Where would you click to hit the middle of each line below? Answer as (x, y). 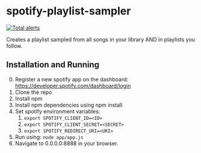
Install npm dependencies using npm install (69, 105)
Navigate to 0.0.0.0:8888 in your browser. (66, 143)
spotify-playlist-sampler (69, 11)
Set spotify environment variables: (57, 111)
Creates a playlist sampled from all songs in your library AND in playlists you (101, 39)
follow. (14, 46)
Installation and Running (53, 65)
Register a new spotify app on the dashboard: (71, 79)
